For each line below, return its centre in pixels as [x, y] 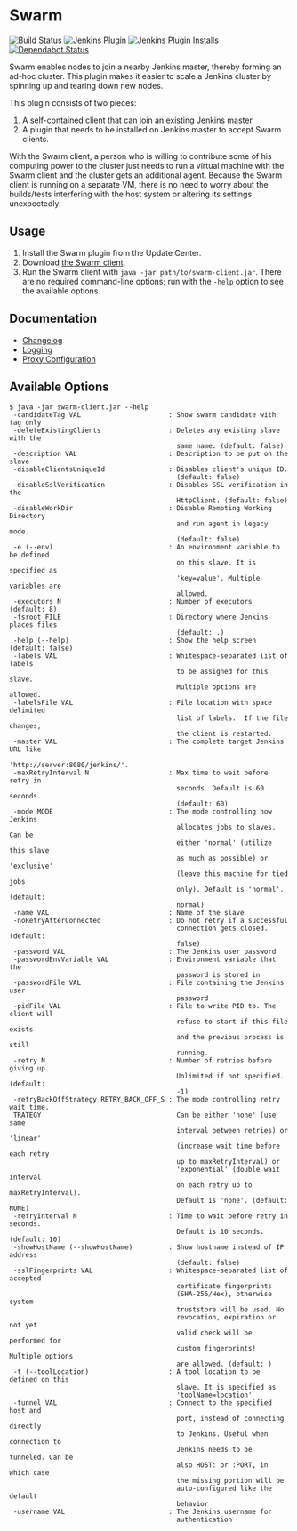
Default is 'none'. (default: [233, 1201]
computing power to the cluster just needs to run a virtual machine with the [147, 165]
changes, [25, 726]
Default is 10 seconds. [221, 1232]
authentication [205, 1520]
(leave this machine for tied [233, 874]
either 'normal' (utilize [225, 843]
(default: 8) [33, 610]
